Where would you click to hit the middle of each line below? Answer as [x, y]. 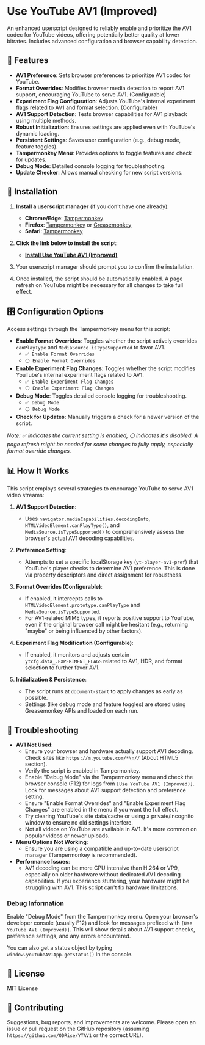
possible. [36, 698]
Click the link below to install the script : [67, 243]
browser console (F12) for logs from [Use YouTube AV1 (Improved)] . [110, 784]
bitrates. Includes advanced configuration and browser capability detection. [102, 41]
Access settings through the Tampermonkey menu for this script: [88, 329]
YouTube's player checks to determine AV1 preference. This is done [110, 569]
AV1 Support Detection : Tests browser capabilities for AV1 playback [101, 114]
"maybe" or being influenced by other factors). [84, 631]
